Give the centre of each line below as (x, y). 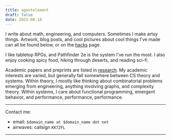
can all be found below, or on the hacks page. (53, 45)
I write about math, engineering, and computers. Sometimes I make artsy (81, 34)
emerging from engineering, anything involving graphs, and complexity (80, 86)
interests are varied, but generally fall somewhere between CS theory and (83, 76)
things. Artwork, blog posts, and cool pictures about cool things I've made (83, 39)
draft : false (19, 15)
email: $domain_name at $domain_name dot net (61, 122)
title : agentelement (27, 10)
